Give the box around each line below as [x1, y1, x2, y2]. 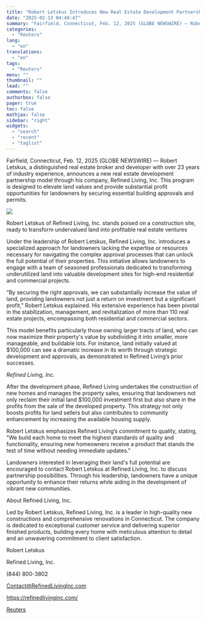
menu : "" [6, 72, 29, 78]
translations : [6, 49, 43, 55]
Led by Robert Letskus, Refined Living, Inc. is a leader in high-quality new [6, 508, 193, 515]
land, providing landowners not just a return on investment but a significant [6, 295, 196, 302]
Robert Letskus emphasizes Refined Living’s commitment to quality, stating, [6, 427, 197, 435]
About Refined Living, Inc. [6, 496, 72, 504]
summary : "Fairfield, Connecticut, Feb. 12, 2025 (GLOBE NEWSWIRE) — [6, 20, 188, 26]
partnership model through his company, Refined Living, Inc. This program [6, 176, 194, 184]
